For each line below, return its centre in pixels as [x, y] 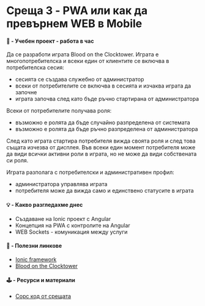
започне [26, 92]
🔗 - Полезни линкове [34, 246]
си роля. [17, 160]
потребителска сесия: [35, 67]
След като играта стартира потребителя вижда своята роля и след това [101, 141]
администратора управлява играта [61, 184]
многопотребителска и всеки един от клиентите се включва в [88, 61]
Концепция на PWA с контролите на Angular [73, 225]
